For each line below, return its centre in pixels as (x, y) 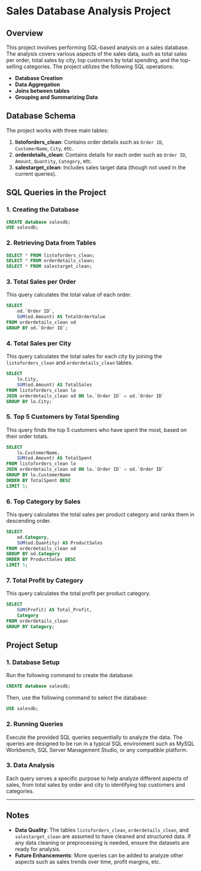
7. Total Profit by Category (45, 580)
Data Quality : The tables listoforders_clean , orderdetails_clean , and (102, 830)
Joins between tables (42, 91)
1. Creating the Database (43, 209)
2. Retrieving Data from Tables (51, 243)
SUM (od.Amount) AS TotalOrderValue (61, 317)
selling (14, 66)
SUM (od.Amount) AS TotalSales (55, 385)
